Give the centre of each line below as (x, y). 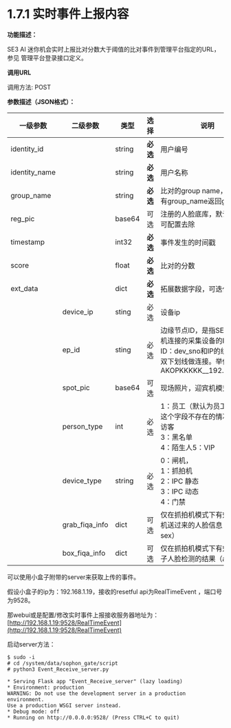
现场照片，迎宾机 (188, 388)
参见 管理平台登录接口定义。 (47, 58)
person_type (82, 426)
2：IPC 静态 (180, 481)
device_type (82, 481)
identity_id (27, 149)
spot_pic (76, 387)
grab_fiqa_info (85, 525)
